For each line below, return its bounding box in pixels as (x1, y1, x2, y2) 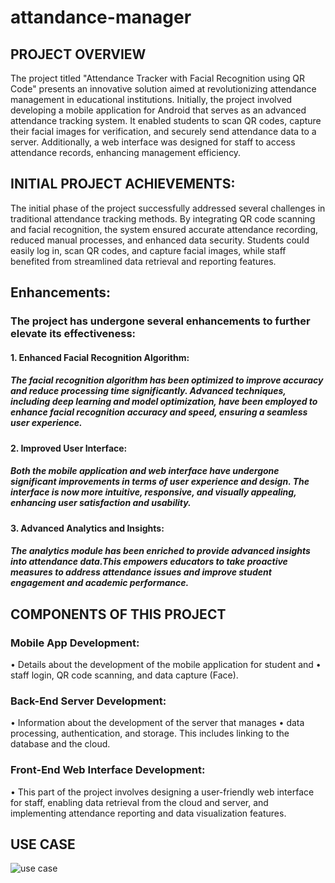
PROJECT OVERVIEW (10, 46, 147, 63)
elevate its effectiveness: (10, 327, 137, 341)
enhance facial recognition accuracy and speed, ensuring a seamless (10, 406, 308, 418)
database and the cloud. (10, 738, 111, 750)
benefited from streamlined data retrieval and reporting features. (10, 255, 277, 267)
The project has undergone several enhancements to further (10, 314, 311, 328)
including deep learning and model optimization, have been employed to (10, 396, 318, 408)
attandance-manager (10, 6, 192, 29)
